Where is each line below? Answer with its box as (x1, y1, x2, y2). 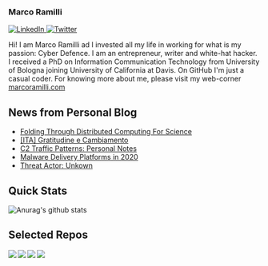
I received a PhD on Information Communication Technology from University (8, 57, 260, 66)
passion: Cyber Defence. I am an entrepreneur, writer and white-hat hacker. (8, 49, 258, 58)
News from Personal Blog (8, 105, 138, 119)
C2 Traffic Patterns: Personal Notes (19, 144, 138, 153)
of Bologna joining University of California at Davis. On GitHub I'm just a (8, 66, 245, 75)
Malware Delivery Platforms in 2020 (19, 153, 138, 162)
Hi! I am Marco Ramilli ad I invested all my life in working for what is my (8, 40, 242, 50)
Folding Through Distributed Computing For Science (19, 127, 192, 137)
